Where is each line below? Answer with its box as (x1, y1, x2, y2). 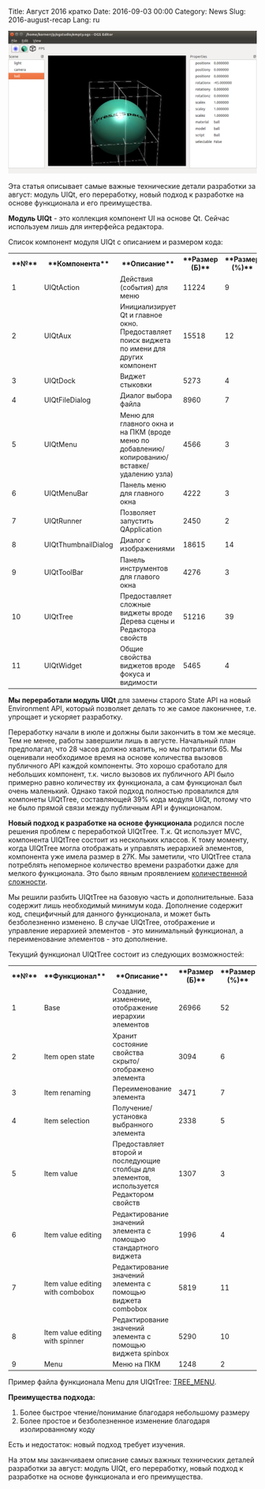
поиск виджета (119, 335, 171, 344)
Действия (119, 274, 154, 284)
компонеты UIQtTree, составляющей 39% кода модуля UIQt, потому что (8, 794, 252, 804)
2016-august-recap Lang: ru (8, 15, 100, 24)
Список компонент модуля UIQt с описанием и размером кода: (8, 237, 223, 246)
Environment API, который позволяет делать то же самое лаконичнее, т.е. (8, 703, 257, 713)
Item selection (43, 1115, 90, 1125)
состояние (112, 1039, 148, 1049)
